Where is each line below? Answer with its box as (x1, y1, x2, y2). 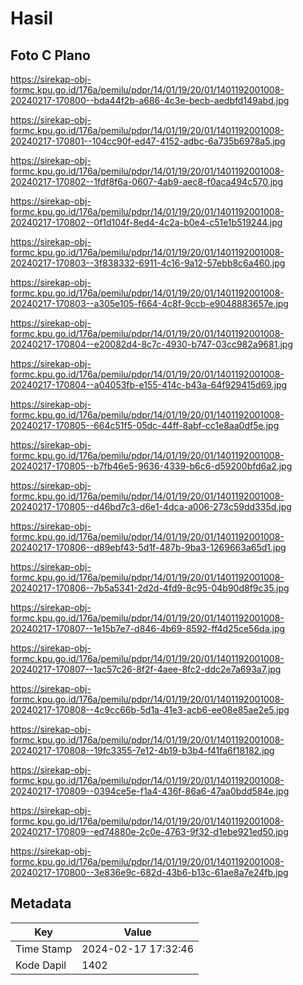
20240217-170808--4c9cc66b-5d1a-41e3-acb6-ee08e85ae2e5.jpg (10, 704, 290, 716)
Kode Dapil (15, 958, 67, 972)
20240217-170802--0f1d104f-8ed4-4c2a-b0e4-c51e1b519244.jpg (10, 217, 283, 228)
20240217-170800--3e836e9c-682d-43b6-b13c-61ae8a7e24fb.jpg (10, 867, 289, 878)
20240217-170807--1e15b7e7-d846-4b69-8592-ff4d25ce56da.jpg (10, 623, 286, 634)
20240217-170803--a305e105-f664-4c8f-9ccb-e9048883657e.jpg (10, 298, 289, 309)
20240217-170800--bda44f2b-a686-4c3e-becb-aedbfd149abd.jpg (10, 95, 290, 106)
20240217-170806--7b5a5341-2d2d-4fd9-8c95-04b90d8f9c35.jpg (10, 582, 290, 594)
